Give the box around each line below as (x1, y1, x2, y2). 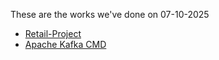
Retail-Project (24, 28, 82, 39)
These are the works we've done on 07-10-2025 (10, 9, 210, 20)
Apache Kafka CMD (24, 39, 107, 50)
